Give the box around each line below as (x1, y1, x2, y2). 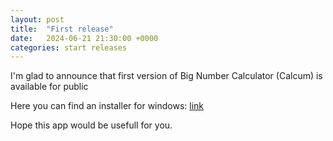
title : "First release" (10, 24, 114, 34)
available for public (10, 81, 89, 93)
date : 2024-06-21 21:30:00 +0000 (10, 33, 159, 43)
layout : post (10, 14, 65, 25)
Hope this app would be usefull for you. (10, 119, 173, 131)
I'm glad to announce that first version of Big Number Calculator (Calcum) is (10, 70, 323, 82)
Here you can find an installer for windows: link (10, 100, 205, 112)
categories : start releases (10, 42, 128, 53)
